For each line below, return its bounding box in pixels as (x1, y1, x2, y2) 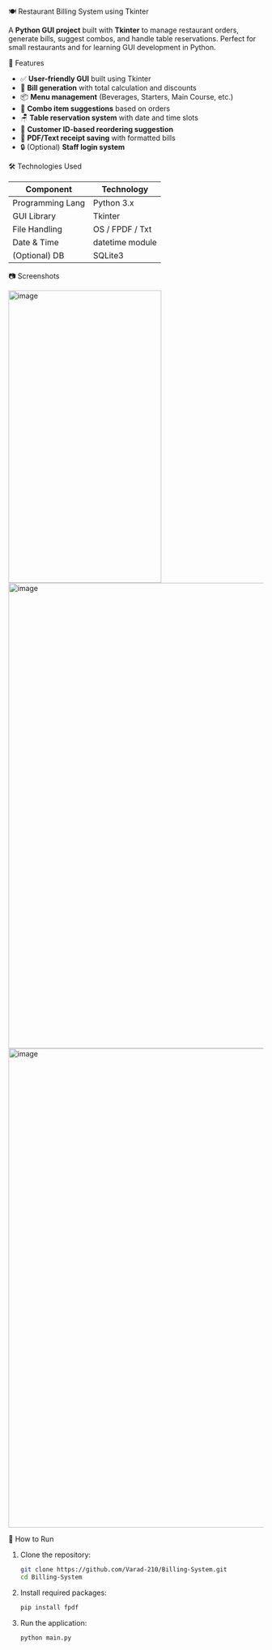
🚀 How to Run (8, 1534, 54, 1544)
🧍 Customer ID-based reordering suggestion (19, 125, 174, 134)
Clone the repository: (19, 1550, 91, 1559)
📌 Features (8, 58, 45, 67)
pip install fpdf (19, 1603, 79, 1611)
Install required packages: (19, 1588, 107, 1597)
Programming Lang (12, 198, 86, 208)
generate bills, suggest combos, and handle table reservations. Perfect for (8, 34, 257, 43)
